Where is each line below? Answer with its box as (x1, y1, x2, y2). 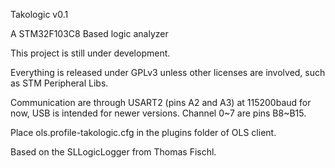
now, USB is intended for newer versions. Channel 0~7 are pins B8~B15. (10, 107, 307, 119)
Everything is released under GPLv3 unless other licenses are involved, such (10, 67, 326, 78)
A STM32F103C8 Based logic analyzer (10, 28, 169, 39)
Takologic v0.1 (10, 9, 69, 20)
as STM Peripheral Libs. (10, 77, 109, 89)
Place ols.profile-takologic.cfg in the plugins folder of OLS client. (10, 127, 277, 138)
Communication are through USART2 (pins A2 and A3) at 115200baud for (10, 97, 312, 108)
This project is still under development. (10, 47, 171, 59)
